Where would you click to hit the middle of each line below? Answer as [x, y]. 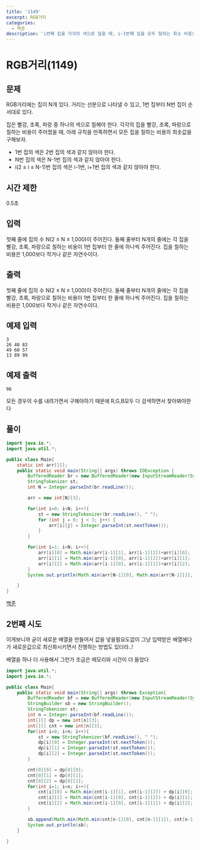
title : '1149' [24, 12]
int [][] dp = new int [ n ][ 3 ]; [64, 720]
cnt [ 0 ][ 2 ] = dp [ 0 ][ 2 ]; [56, 781]
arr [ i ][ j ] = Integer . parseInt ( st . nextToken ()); [109, 525]
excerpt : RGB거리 [26, 17]
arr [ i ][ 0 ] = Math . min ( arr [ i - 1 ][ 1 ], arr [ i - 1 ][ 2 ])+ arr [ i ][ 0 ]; [114, 553]
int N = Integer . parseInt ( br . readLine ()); [81, 487]
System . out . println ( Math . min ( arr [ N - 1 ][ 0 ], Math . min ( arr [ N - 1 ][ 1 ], [110, 575]
